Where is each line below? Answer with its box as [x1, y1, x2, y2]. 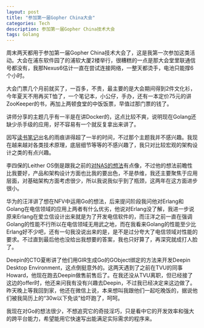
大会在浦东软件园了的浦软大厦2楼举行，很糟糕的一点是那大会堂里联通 [16, 57, 191, 64]
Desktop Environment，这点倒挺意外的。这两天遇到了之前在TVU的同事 [6, 264, 183, 271]
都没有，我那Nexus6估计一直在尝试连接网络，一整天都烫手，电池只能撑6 [11, 65, 194, 72]
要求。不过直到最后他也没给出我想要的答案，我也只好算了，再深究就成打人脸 [6, 236, 198, 243]
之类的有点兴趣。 [11, 149, 55, 156]
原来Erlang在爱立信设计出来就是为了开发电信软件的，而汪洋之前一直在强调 [6, 213, 193, 220]
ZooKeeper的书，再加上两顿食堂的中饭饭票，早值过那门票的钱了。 [6, 100, 172, 107]
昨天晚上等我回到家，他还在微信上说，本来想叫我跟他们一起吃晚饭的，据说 [6, 287, 192, 294]
